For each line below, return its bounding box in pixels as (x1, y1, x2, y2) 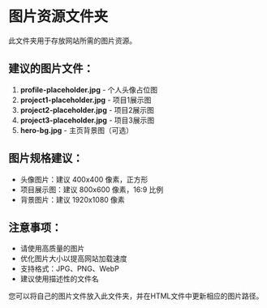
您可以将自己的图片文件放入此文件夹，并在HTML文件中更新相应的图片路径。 (8, 291, 264, 301)
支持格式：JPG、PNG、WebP (19, 264, 119, 274)
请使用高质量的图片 (19, 244, 85, 254)
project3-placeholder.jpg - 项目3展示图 (19, 115, 155, 125)
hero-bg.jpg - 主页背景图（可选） (19, 125, 134, 135)
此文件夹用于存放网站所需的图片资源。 (8, 36, 136, 45)
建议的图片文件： (8, 62, 94, 75)
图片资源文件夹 (8, 7, 109, 26)
